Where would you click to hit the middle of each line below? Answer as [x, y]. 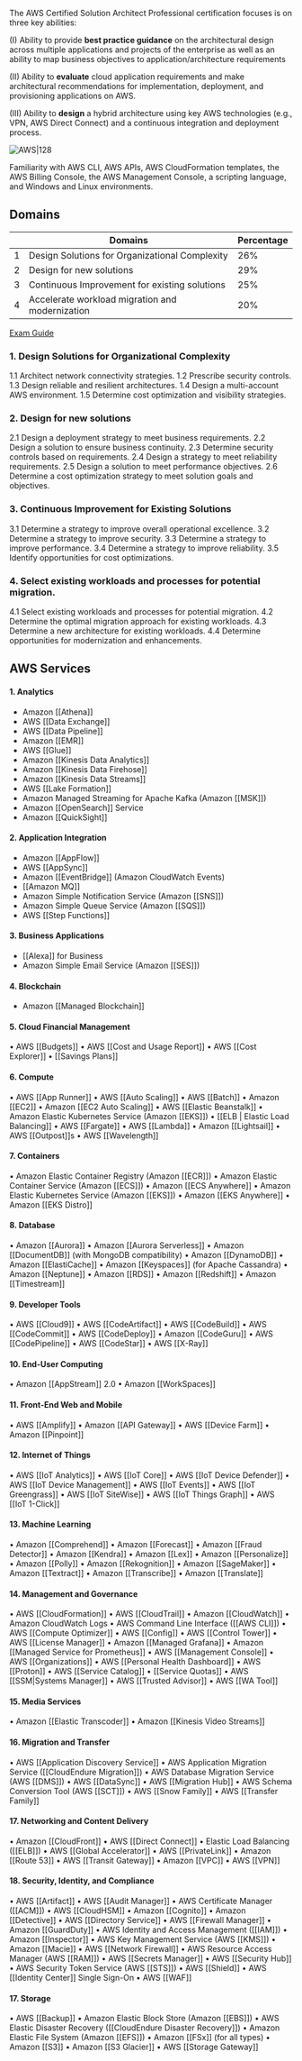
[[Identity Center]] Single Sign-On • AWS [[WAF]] [101, 1978]
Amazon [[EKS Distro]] [51, 1204]
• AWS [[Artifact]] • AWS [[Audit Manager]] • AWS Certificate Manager [141, 1901]
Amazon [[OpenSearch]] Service [83, 807]
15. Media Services [45, 1701]
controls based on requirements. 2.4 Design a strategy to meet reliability [143, 457]
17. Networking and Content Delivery [79, 1821]
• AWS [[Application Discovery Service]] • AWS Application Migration [138, 1762]
